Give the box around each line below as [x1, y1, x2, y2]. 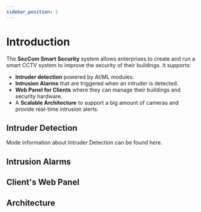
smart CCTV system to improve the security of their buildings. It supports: [6, 61, 191, 68]
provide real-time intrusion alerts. [15, 105, 99, 113]
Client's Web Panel [6, 177, 80, 188]
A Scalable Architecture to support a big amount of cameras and [15, 99, 179, 106]
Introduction [6, 35, 70, 48]
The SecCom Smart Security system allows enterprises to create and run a [6, 55, 196, 62]
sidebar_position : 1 [6, 8, 59, 15]
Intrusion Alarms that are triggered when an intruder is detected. [15, 79, 179, 87]
